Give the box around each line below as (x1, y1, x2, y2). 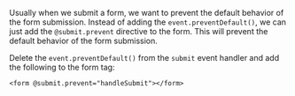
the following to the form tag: (9, 62, 115, 72)
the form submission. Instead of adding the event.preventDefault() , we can (9, 17, 286, 27)
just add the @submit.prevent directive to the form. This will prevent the (9, 26, 268, 36)
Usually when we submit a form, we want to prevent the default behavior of (9, 8, 284, 18)
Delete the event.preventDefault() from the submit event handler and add (9, 53, 280, 63)
